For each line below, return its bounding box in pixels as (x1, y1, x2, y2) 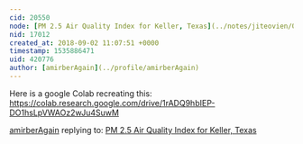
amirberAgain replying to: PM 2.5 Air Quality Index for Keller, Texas (9, 124, 257, 135)
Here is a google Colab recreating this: (9, 87, 152, 99)
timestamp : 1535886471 (9, 47, 95, 56)
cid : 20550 (9, 13, 50, 22)
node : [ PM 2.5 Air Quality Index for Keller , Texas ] (9, 22, 212, 31)
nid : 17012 (9, 30, 50, 39)
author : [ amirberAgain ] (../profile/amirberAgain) (9, 64, 200, 73)
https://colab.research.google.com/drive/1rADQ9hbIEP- (9, 97, 216, 108)
